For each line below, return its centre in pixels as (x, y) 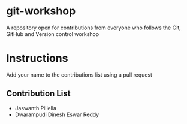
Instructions (37, 58)
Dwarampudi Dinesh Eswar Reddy (57, 114)
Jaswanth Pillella (36, 108)
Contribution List (38, 94)
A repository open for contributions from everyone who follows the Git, (93, 28)
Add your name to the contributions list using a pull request (79, 75)
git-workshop (41, 11)
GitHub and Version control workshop (53, 34)
